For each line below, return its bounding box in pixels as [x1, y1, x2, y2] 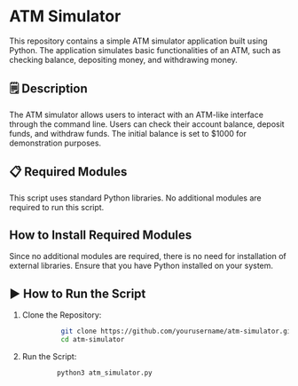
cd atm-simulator [60, 335, 125, 344]
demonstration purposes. [9, 138, 102, 148]
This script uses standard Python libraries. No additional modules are [9, 193, 262, 203]
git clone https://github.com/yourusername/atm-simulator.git [60, 327, 295, 336]
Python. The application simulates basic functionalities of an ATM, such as [9, 44, 281, 55]
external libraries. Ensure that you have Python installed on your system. [9, 260, 273, 272]
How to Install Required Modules [9, 227, 192, 242]
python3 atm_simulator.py [56, 368, 153, 377]
